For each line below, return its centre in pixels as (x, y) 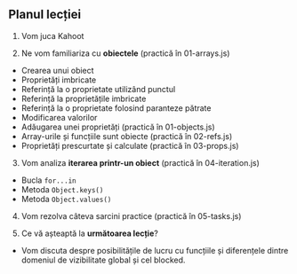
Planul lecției (45, 15)
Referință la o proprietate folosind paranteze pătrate (116, 108)
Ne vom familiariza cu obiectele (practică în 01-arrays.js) (125, 53)
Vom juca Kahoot (52, 35)
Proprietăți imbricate (59, 80)
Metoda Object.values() (66, 199)
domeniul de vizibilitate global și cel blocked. (103, 260)
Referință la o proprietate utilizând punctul (98, 89)
